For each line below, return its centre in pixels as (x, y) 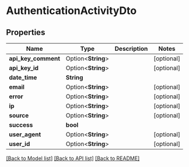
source (19, 115)
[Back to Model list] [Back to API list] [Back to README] (73, 158)
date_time (23, 77)
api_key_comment (34, 58)
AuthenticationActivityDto (71, 11)
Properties (26, 32)
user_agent (25, 134)
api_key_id (24, 68)
